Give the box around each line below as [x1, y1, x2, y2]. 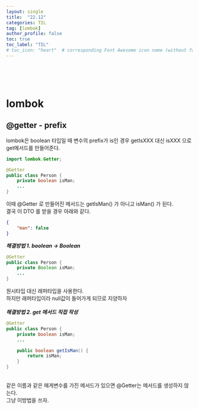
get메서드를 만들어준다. [6, 144, 60, 151]
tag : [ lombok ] [6, 25, 41, 31]
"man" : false [17, 225, 49, 231]
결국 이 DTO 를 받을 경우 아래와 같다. [6, 208, 91, 215]
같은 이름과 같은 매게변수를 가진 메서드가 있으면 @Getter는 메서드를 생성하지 [6, 382, 183, 389]
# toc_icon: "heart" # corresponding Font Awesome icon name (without [6, 47, 187, 53]
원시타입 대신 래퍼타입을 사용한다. [6, 287, 84, 294]
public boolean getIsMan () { [17, 347, 89, 353]
